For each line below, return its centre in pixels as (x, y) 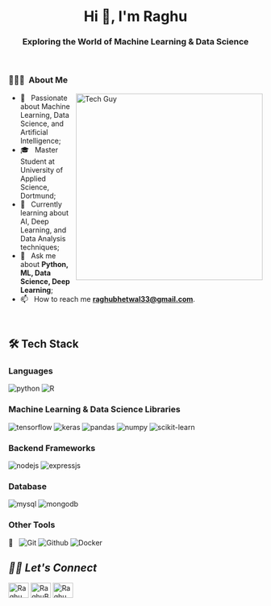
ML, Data (35, 273)
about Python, (44, 264)
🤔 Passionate (44, 98)
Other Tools (32, 525)
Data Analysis (43, 238)
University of (41, 169)
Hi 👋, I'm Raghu (135, 17)
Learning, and (43, 230)
